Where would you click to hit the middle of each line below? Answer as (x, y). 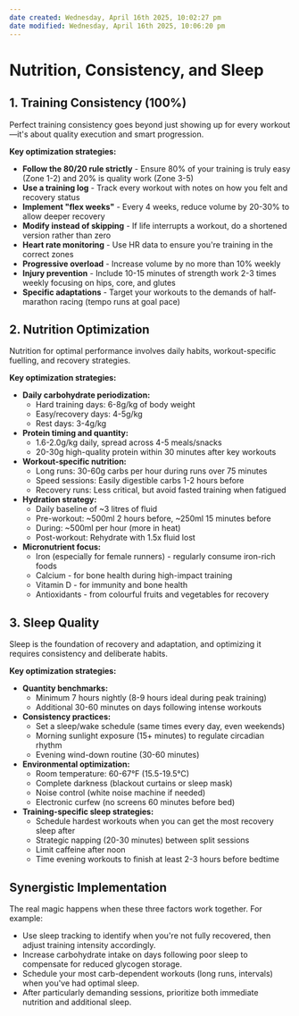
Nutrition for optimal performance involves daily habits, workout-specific (143, 351)
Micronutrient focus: (61, 547)
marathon (40, 301)
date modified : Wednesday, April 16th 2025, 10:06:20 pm (117, 26)
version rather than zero (66, 235)
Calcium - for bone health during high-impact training (134, 575)
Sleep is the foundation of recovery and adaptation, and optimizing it (135, 644)
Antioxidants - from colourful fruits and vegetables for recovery (152, 594)
